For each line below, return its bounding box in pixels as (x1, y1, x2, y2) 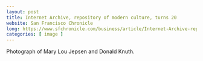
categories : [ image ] (6, 31, 63, 37)
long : (6, 25, 20, 32)
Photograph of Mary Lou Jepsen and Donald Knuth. (6, 48, 135, 55)
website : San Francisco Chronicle (6, 20, 94, 26)
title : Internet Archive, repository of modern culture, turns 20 (6, 14, 177, 21)
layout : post (6, 8, 39, 15)
